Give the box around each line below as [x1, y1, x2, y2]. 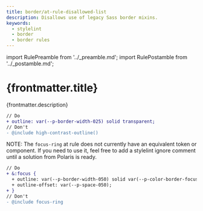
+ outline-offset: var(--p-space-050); [11, 182, 112, 188]
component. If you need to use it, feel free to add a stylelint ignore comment [6, 147, 196, 154]
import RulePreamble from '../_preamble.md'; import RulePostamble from [6, 54, 187, 60]
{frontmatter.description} [6, 101, 68, 108]
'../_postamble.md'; [6, 60, 54, 67]
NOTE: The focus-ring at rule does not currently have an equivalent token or [6, 140, 197, 148]
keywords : [6, 20, 31, 26]
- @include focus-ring [6, 199, 63, 205]
